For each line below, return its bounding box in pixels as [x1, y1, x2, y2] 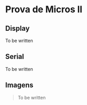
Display [5, 24, 30, 33]
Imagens [5, 81, 34, 90]
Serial [5, 52, 24, 61]
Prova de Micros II [5, 4, 82, 15]
